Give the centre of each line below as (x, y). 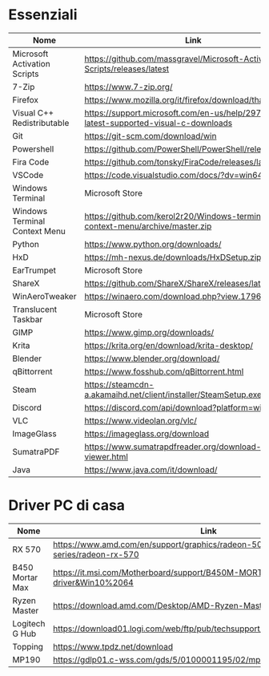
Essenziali (43, 15)
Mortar (25, 577)
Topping (28, 646)
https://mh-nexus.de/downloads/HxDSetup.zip (173, 257)
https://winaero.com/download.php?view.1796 (173, 296)
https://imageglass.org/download (147, 433)
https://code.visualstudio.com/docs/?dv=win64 (173, 175)
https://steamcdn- (119, 384)
